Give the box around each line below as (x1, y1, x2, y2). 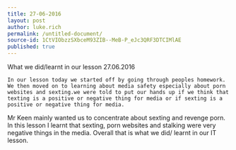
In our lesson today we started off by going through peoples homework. (7, 76, 226, 83)
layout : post (7, 17, 46, 24)
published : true (7, 43, 55, 50)
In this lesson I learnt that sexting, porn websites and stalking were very (7, 121, 216, 129)
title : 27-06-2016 (7, 10, 61, 18)
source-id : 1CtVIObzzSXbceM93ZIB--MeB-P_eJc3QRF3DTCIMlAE (7, 37, 182, 44)
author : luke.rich (7, 23, 61, 30)
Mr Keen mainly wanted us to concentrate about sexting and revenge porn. (7, 114, 226, 122)
